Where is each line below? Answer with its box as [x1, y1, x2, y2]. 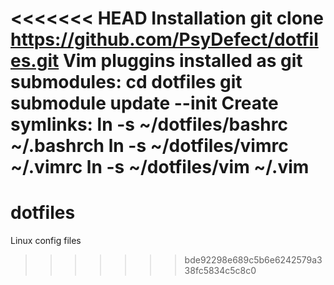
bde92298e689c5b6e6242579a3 [184, 254, 323, 266]
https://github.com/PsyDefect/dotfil [10, 28, 319, 51]
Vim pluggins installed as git [62, 50, 303, 72]
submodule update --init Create [10, 92, 279, 115]
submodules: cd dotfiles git [10, 71, 243, 94]
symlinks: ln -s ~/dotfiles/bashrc [10, 113, 288, 136]
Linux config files [10, 235, 82, 247]
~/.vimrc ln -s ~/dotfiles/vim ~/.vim [10, 156, 310, 179]
